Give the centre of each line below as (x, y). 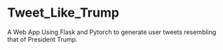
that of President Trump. (42, 39)
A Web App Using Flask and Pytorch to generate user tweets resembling (112, 32)
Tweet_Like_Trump (63, 13)
